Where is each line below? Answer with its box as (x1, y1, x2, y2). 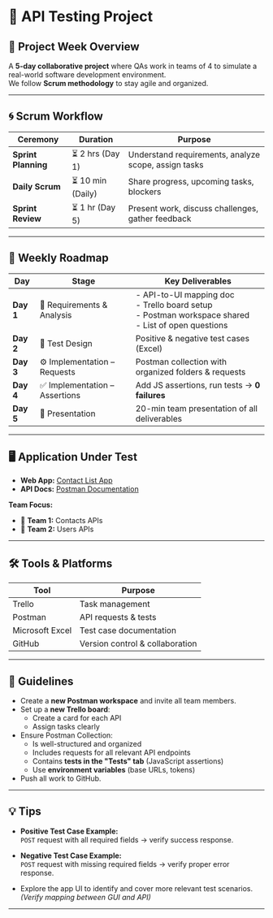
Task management (80, 599, 150, 610)
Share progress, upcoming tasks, (128, 176, 254, 188)
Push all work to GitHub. (19, 773, 102, 783)
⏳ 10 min (71, 175, 107, 186)
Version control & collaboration (80, 638, 197, 649)
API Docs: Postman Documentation (19, 484, 140, 494)
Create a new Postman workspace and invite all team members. (19, 696, 237, 706)
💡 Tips (8, 804, 42, 819)
